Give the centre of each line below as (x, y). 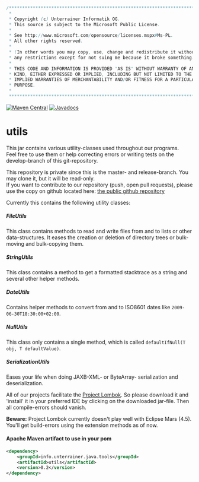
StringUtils (20, 257)
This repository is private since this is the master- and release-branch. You (97, 172)
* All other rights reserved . (46, 41)
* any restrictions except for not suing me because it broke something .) (103, 58)
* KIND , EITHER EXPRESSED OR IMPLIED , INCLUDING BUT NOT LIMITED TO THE (100, 74)
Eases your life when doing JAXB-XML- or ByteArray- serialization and (92, 377)
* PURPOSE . (22, 85)
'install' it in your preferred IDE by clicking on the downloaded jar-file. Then (98, 401)
